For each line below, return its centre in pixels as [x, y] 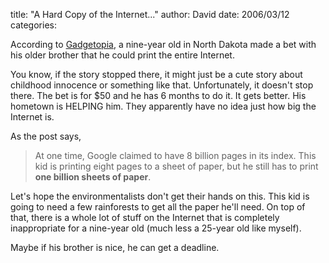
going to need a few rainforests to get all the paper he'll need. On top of [158, 207]
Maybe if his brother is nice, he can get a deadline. [115, 247]
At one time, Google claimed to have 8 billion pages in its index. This [175, 155]
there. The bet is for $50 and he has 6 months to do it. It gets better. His [158, 95]
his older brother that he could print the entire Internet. [122, 55]
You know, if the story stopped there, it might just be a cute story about [156, 74]
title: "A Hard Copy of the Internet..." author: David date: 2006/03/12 [150, 14]
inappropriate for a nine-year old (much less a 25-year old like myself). [156, 228]
